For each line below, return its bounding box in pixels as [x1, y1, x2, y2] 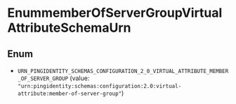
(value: [70, 74, 90, 82]
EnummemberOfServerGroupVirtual [7, 5, 223, 21]
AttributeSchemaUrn [7, 20, 131, 36]
